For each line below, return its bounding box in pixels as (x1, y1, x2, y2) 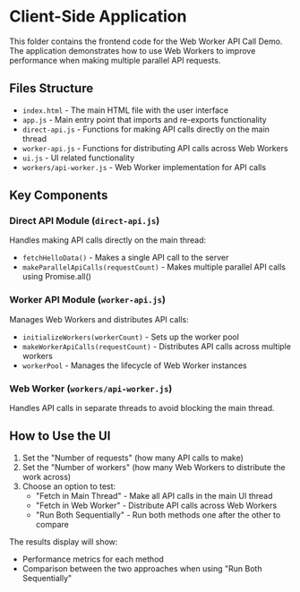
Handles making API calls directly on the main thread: (9, 235, 207, 245)
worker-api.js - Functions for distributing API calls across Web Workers (21, 142, 288, 153)
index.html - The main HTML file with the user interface (21, 105, 229, 116)
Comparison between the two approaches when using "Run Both (21, 562, 262, 574)
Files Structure (9, 81, 94, 96)
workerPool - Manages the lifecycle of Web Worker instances (21, 360, 248, 371)
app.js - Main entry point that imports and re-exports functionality (21, 114, 267, 124)
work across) (21, 471, 72, 482)
